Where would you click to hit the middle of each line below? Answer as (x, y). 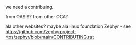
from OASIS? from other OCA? (37, 17)
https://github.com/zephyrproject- (41, 32)
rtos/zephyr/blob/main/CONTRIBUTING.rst (50, 37)
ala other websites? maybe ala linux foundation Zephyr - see (68, 26)
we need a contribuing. (29, 7)
